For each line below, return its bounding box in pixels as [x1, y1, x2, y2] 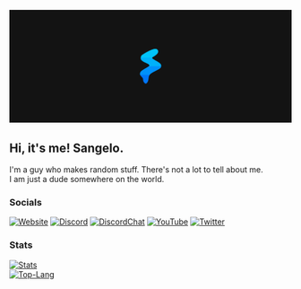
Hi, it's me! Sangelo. [9, 140, 124, 155]
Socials [9, 197, 42, 209]
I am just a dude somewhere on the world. [9, 174, 165, 185]
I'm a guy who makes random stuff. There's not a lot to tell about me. [9, 164, 263, 175]
